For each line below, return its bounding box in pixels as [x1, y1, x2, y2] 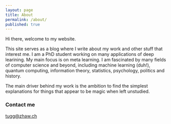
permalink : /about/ [5, 17, 47, 22]
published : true [5, 22, 40, 27]
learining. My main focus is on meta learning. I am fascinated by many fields [5, 57, 166, 63]
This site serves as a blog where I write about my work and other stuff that [5, 46, 163, 52]
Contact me [5, 101, 35, 108]
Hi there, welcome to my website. [5, 36, 76, 42]
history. [5, 73, 22, 79]
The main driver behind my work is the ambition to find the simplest [5, 83, 148, 89]
